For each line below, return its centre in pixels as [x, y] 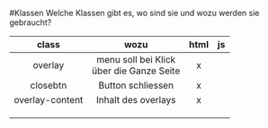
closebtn [49, 85]
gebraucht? [31, 22]
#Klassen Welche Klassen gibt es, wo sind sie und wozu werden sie [134, 13]
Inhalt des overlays [136, 100]
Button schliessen [136, 85]
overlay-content [49, 100]
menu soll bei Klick [136, 60]
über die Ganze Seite [136, 71]
